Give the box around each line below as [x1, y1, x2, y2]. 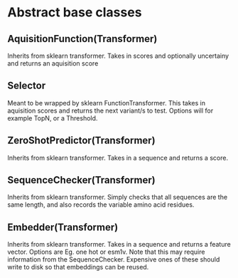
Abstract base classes [7, 4, 142, 21]
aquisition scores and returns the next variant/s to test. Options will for [7, 106, 214, 115]
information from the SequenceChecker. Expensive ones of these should [7, 255, 220, 264]
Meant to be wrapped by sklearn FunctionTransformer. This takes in [7, 98, 206, 107]
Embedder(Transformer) [7, 221, 119, 233]
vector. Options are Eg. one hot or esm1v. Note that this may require [7, 247, 205, 257]
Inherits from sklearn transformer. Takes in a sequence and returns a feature [7, 240, 231, 249]
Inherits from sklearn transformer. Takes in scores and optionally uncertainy [7, 51, 229, 60]
